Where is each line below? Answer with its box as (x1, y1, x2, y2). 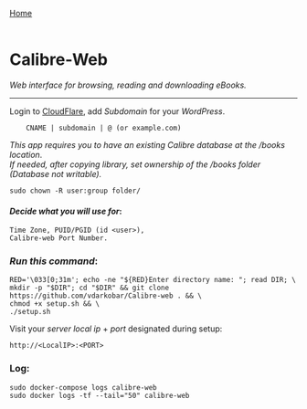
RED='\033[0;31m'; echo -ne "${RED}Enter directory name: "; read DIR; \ (9, 276, 297, 285)
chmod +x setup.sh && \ (9, 299, 101, 309)
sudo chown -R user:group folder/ (9, 186, 142, 195)
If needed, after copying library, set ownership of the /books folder (9, 159, 261, 170)
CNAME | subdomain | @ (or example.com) (26, 123, 182, 132)
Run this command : (9, 255, 99, 267)
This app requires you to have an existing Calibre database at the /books (9, 139, 286, 150)
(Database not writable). (9, 168, 102, 179)
